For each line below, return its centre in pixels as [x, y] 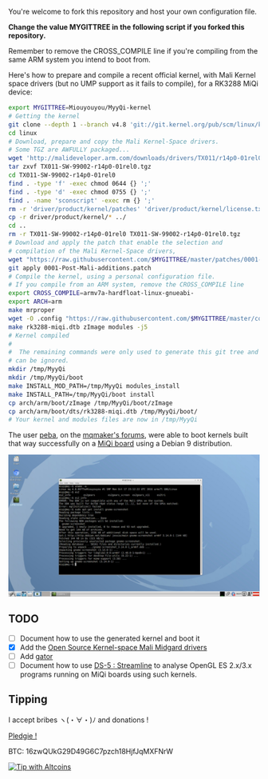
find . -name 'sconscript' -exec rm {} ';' [82, 200]
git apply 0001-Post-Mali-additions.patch [80, 268]
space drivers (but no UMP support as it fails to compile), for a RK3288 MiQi [134, 84]
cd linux [23, 133]
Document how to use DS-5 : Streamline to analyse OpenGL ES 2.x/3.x [136, 665]
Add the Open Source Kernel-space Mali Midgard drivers [113, 647]
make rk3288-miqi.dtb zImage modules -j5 [78, 327]
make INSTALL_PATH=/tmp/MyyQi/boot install [82, 394]
